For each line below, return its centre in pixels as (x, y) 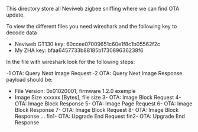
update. (15, 15)
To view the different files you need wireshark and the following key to (92, 26)
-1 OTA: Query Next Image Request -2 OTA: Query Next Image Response (94, 73)
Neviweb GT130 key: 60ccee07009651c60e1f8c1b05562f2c (87, 44)
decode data (22, 33)
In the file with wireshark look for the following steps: (71, 62)
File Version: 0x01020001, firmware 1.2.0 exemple (75, 91)
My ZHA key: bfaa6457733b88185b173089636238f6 (79, 50)
